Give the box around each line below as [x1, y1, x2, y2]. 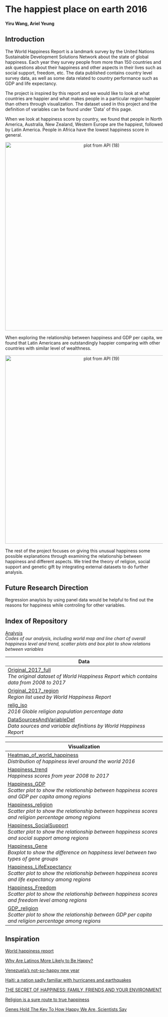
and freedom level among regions [7, 897, 87, 904]
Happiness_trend [7, 766, 47, 773]
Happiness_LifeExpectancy [7, 863, 71, 870]
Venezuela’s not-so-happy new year [5, 967, 80, 973]
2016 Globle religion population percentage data [7, 708, 123, 715]
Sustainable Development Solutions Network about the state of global [5, 54, 149, 60]
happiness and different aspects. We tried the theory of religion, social [5, 558, 150, 564]
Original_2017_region [7, 687, 59, 694]
